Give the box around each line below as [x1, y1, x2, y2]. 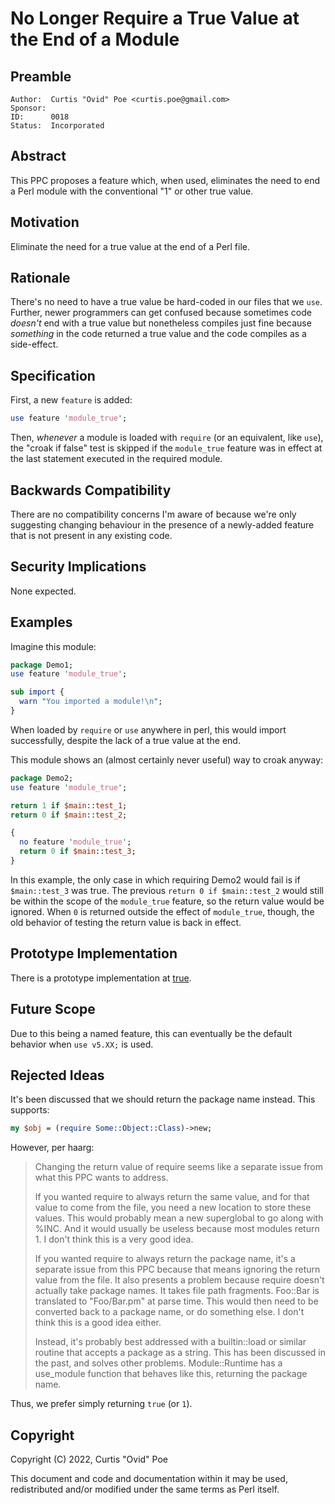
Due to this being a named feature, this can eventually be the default [10, 1027, 293, 1039]
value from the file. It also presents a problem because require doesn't [34, 1274, 325, 1286]
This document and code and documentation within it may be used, [10, 1473, 288, 1485]
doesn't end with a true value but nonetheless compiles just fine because [10, 317, 312, 329]
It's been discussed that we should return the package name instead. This [10, 1093, 316, 1106]
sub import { [10, 687, 65, 697]
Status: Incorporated [10, 121, 105, 131]
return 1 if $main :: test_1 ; [10, 800, 128, 811]
